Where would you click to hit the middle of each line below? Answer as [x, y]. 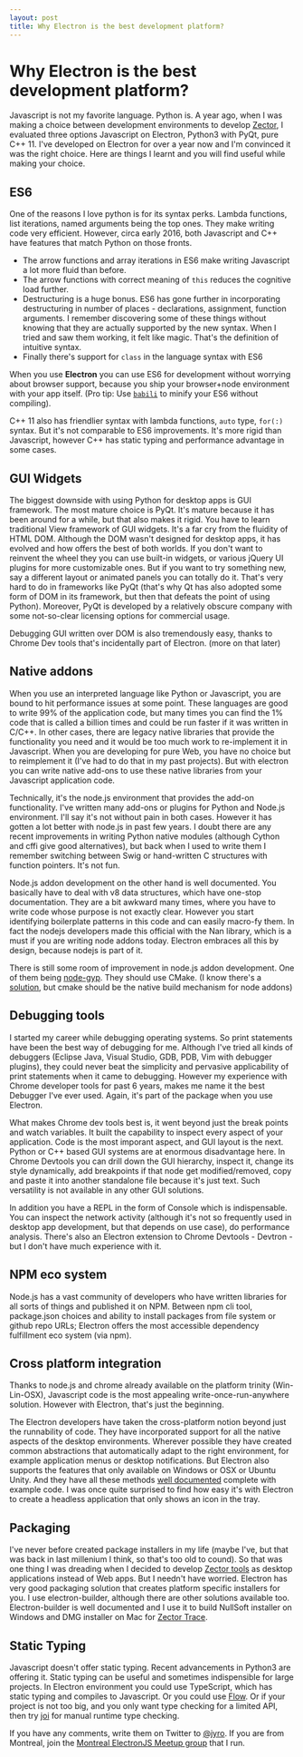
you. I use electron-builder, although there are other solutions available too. [150, 1598]
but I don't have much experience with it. [85, 1246]
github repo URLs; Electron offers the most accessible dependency [134, 1325]
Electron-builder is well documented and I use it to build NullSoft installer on [151, 1607]
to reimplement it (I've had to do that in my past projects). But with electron [149, 761]
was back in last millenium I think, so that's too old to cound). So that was [146, 1559]
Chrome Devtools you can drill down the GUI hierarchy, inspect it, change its [151, 1161]
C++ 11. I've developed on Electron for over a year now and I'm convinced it [150, 144]
